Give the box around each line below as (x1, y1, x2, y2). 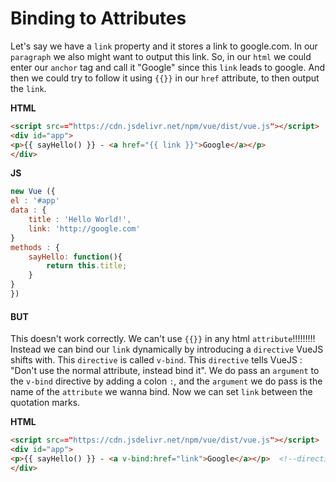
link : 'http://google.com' (28, 223, 141, 234)
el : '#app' (10, 196, 60, 206)
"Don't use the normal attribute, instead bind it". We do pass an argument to (10, 365, 320, 377)
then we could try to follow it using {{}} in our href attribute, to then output (10, 72, 320, 84)
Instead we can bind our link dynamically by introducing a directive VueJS (10, 343, 324, 356)
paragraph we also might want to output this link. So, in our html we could (10, 50, 312, 62)
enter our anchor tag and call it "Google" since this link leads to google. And (10, 61, 326, 73)
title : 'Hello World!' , (28, 215, 132, 225)
